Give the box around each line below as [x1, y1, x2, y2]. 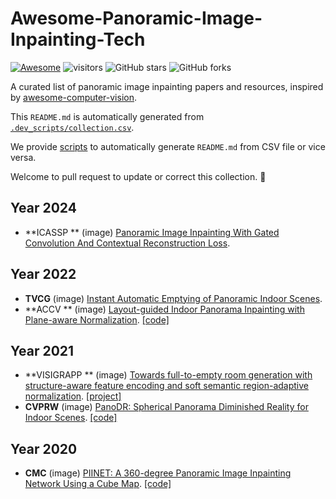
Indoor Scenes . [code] [24, 412, 118, 424]
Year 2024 [10, 200, 77, 217]
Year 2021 [10, 342, 75, 359]
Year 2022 [10, 266, 77, 283]
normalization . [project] [24, 390, 122, 402]
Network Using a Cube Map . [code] [24, 478, 172, 490]
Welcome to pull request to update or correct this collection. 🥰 [10, 170, 267, 182]
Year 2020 [10, 440, 78, 457]
